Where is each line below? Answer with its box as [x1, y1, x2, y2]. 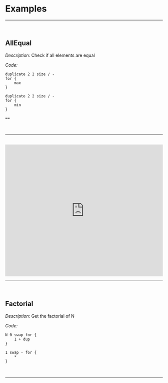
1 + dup [14, 337, 30, 342]
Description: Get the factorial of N [5, 313, 75, 319]
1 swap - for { [5, 350, 37, 355]
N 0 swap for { [5, 332, 37, 337]
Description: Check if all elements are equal [5, 52, 95, 58]
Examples [5, 3, 47, 15]
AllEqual [5, 39, 32, 48]
